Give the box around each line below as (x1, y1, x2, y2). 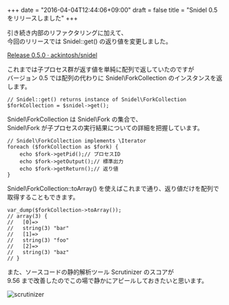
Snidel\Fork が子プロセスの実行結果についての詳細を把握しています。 (7, 124, 203, 132)
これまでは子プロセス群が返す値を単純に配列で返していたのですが (7, 65, 195, 73)
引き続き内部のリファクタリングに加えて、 (7, 29, 128, 36)
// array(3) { (7, 213, 48, 220)
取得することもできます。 (7, 193, 79, 201)
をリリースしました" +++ (7, 14, 78, 22)
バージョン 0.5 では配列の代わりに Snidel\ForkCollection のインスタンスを (7, 74, 217, 82)
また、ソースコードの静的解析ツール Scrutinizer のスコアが (7, 268, 175, 276)
